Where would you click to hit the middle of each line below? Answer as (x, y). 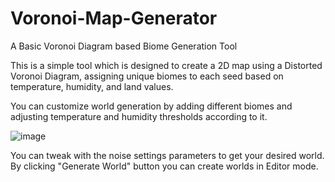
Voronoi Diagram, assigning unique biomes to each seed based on (147, 76)
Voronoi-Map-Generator (114, 18)
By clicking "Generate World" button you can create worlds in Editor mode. (164, 166)
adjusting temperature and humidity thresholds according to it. (139, 116)
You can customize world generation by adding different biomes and (151, 106)
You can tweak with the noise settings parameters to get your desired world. (167, 155)
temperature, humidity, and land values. (92, 86)
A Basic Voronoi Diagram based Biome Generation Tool (124, 46)
